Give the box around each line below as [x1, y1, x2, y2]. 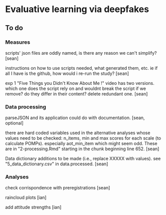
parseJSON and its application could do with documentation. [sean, [5, 115, 145, 121]
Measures [5, 39, 31, 46]
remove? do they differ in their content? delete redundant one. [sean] [5, 90, 148, 96]
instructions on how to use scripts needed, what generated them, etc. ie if [5, 65, 158, 71]
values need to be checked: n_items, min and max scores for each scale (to [5, 135, 161, 141]
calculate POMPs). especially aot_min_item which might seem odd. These [5, 141, 157, 147]
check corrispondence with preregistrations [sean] [5, 185, 110, 191]
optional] [5, 120, 24, 126]
